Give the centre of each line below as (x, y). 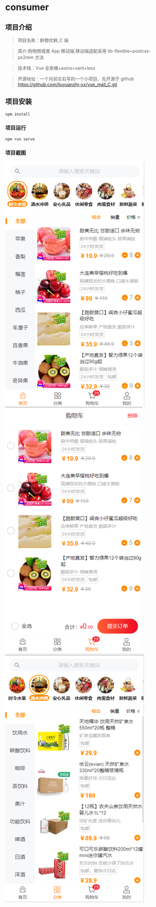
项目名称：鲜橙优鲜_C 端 (43, 40)
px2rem (25, 57)
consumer (27, 7)
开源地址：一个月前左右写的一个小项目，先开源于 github (76, 79)
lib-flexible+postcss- (129, 51)
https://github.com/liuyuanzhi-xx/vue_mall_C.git (67, 84)
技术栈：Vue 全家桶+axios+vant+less (56, 68)
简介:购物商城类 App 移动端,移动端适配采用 (62, 51)
